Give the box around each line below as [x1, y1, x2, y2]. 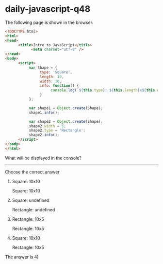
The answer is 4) [5, 254, 39, 260]
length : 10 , [39, 74, 64, 79]
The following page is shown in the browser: [5, 19, 94, 25]
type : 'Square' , [39, 70, 73, 75]
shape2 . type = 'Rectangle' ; [29, 128, 86, 133]
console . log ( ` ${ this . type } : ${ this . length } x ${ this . [50, 88, 158, 93]
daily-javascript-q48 [5, 3, 91, 15]
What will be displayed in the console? [5, 155, 81, 161]
